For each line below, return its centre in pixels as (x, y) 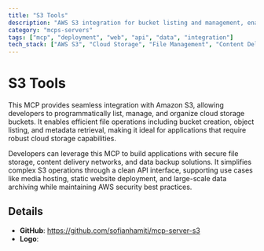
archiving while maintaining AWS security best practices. (100, 187)
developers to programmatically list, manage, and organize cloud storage (126, 114)
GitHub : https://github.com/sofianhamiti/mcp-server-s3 (110, 230)
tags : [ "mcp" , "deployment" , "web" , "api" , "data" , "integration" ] (121, 37)
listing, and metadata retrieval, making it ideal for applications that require (127, 130)
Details (26, 211)
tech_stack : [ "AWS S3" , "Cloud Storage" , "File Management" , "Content (126, 45)
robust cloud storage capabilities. (62, 139)
